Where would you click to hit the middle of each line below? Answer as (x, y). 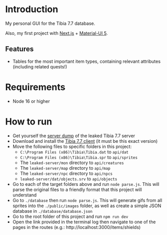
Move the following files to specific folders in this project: (72, 146)
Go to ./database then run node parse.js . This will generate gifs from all (87, 200)
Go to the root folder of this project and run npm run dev (70, 216)
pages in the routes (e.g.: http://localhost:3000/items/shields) (76, 227)
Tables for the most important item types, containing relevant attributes (87, 61)
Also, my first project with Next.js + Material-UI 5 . (57, 33)
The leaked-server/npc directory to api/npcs (66, 173)
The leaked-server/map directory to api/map (65, 168)
